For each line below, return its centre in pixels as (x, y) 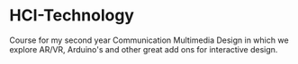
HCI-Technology (72, 16)
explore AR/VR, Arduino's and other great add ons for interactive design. (144, 49)
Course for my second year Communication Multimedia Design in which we (149, 40)
